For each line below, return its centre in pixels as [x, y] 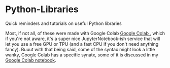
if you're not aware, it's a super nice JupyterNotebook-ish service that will [83, 39]
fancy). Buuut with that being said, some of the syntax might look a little [80, 49]
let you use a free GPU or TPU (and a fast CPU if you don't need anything [82, 44]
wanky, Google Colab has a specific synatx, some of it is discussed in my [82, 55]
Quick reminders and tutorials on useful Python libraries [63, 23]
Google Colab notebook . [31, 60]
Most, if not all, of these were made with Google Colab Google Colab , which [85, 33]
